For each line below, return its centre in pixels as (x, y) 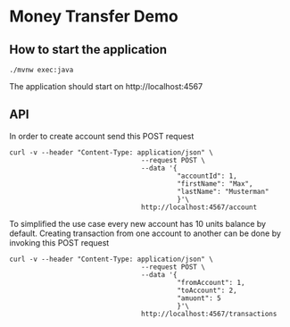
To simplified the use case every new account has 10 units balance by (137, 223)
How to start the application (88, 50)
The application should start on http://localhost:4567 (106, 86)
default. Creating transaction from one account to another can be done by (145, 233)
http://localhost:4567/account (199, 207)
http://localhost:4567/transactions (209, 314)
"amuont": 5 (199, 298)
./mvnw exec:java (41, 70)
